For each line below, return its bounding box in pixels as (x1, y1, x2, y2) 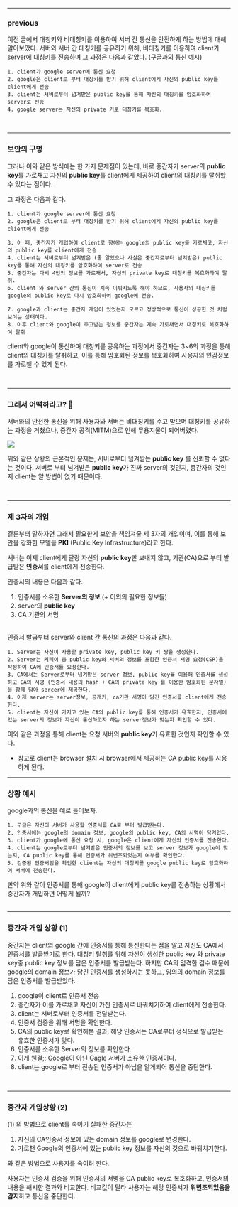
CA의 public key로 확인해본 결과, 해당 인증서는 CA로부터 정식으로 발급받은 (17, 1026, 224, 1035)
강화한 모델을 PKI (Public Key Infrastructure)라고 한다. (20, 538, 174, 547)
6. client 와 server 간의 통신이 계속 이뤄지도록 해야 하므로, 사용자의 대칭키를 (7, 284, 216, 291)
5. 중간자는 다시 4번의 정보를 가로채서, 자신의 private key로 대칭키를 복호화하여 (7, 269, 220, 277)
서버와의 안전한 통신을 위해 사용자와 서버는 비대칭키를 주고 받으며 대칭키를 (7, 417, 212, 425)
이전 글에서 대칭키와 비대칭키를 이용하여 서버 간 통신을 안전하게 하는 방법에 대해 (7, 35, 227, 43)
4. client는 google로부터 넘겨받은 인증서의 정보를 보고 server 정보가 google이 (7, 844, 221, 852)
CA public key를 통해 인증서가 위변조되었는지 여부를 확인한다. (23, 852, 186, 859)
